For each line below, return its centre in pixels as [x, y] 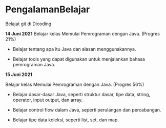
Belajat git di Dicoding [28, 24]
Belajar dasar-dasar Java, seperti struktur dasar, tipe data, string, [81, 94]
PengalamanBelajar [48, 10]
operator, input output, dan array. [48, 100]
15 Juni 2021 [19, 74]
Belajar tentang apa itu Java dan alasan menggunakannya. [74, 49]
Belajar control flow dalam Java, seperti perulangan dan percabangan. [87, 109]
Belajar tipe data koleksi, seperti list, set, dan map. [66, 120]
